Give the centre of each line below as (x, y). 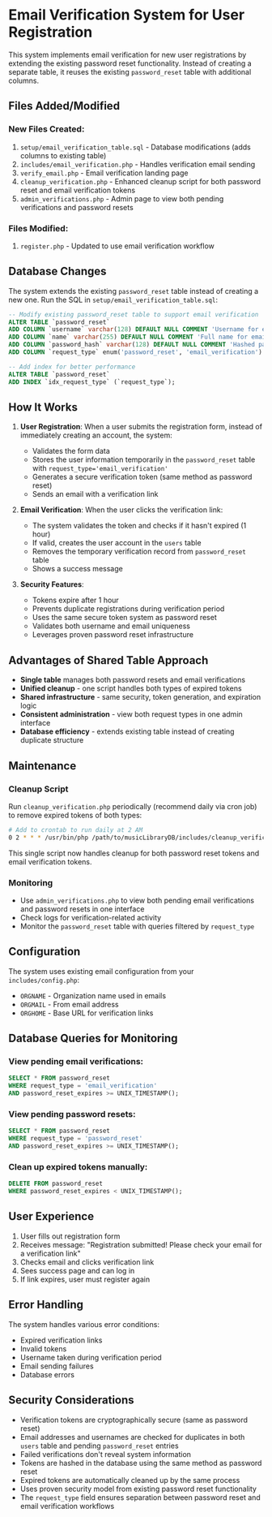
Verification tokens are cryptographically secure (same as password (134, 1420)
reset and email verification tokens (78, 190)
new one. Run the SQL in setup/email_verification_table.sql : (113, 300)
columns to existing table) (63, 155)
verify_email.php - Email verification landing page (104, 173)
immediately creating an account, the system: (96, 435)
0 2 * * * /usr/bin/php (49, 838)
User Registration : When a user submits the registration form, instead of (141, 427)
